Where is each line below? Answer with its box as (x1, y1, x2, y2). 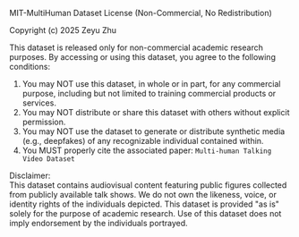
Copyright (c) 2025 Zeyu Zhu (9, 25, 117, 35)
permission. (21, 116, 66, 127)
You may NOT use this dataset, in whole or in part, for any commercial (21, 79, 281, 89)
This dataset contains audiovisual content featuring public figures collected (9, 180, 287, 190)
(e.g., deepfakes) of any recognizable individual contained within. (21, 136, 264, 146)
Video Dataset (21, 155, 75, 164)
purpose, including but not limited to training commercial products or (21, 89, 277, 98)
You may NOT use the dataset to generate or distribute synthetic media (21, 126, 286, 137)
